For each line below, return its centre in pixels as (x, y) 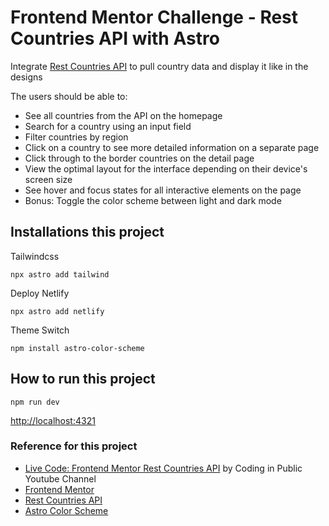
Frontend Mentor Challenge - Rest (154, 17)
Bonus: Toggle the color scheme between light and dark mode (153, 200)
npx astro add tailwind (60, 274)
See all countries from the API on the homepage (123, 115)
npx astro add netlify (57, 311)
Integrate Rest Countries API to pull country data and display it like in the (159, 66)
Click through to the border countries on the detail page (139, 158)
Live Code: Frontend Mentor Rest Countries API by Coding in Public (163, 468)
